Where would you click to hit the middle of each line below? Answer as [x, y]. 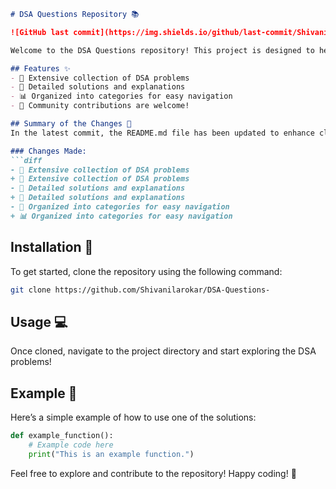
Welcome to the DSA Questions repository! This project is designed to [162, 50]
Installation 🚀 [52, 247]
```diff [26, 160]
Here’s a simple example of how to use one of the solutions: [133, 417]
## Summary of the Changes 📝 [71, 124]
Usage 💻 [39, 321]
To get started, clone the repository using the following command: [146, 271]
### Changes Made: [48, 151]
